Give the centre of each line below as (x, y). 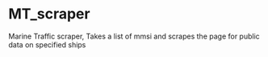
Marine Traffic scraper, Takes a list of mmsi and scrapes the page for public (134, 36)
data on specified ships (47, 44)
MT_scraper (49, 14)
